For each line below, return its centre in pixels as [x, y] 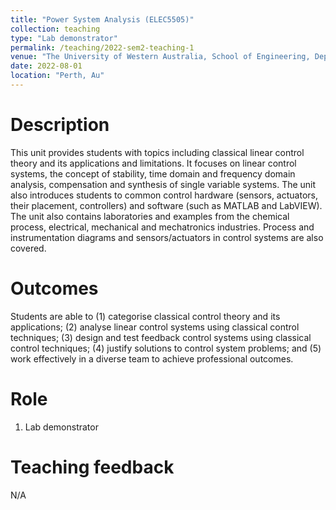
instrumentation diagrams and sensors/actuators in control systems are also [167, 237]
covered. [28, 248]
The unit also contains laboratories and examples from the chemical [150, 216]
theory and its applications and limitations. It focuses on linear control [153, 163]
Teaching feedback [92, 467]
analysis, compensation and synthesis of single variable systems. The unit [163, 184]
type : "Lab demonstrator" [64, 38]
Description [60, 125]
